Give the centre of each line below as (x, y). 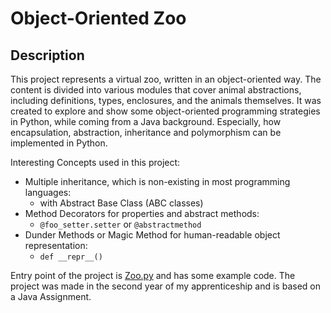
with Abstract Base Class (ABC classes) (121, 203)
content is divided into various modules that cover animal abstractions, (156, 90)
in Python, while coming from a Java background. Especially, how (146, 121)
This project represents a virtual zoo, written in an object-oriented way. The (166, 79)
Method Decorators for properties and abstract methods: (142, 213)
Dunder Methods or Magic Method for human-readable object (152, 235)
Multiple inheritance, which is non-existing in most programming (157, 181)
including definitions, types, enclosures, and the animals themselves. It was (166, 100)
